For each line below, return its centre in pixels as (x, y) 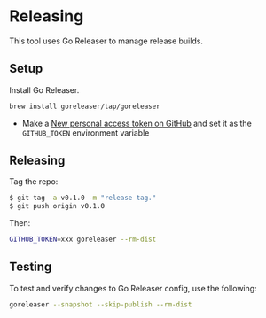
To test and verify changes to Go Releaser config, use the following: (133, 288)
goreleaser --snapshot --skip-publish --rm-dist (101, 304)
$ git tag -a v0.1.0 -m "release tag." (83, 198)
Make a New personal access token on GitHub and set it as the (137, 123)
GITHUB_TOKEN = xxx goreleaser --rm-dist (83, 240)
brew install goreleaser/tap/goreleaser (85, 106)
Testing (31, 267)
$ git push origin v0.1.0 (57, 206)
